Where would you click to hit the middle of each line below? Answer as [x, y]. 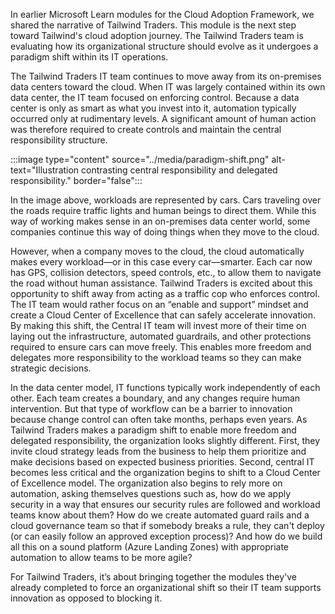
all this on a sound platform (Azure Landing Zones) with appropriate [150, 547]
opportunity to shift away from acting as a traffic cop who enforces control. [165, 293]
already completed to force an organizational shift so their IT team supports [166, 587]
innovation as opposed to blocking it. [86, 598]
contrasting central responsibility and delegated [179, 170]
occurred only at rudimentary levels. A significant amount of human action [163, 118]
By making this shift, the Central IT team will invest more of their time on [158, 325]
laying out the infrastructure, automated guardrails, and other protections [161, 336]
